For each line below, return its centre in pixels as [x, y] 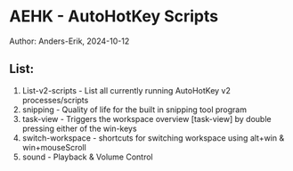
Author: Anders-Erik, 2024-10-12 [69, 41]
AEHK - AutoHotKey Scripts [114, 16]
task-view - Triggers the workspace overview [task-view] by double [146, 118]
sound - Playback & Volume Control [87, 157]
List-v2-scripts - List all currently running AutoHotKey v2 [126, 90]
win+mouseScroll [54, 147]
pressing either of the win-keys [79, 128]
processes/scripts [55, 100]
